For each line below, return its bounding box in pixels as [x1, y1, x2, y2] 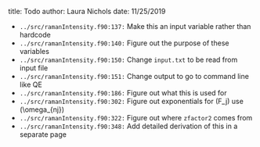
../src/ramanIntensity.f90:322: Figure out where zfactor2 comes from [19, 113, 253, 122]
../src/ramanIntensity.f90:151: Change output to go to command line [19, 72, 249, 81]
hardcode [19, 30, 51, 39]
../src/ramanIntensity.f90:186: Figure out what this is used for [19, 88, 227, 97]
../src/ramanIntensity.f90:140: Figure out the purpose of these [19, 38, 229, 48]
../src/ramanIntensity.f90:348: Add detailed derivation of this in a [19, 121, 238, 131]
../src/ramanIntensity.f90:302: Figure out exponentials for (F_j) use [19, 97, 244, 106]
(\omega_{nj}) [19, 105, 65, 114]
